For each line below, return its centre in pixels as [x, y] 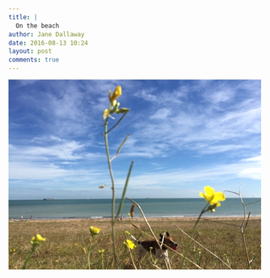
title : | [23, 17]
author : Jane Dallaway [46, 34]
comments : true [34, 60]
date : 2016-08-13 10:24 [49, 43]
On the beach [38, 26]
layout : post [30, 51]
